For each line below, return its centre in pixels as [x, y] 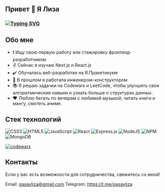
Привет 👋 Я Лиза [32, 9]
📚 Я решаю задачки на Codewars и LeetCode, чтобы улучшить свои [86, 85]
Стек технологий [33, 119]
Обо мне [19, 40]
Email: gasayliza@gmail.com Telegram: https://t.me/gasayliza [69, 184]
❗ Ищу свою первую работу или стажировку [60, 52]
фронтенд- [120, 52]
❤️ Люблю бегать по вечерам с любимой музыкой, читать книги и [84, 98]
